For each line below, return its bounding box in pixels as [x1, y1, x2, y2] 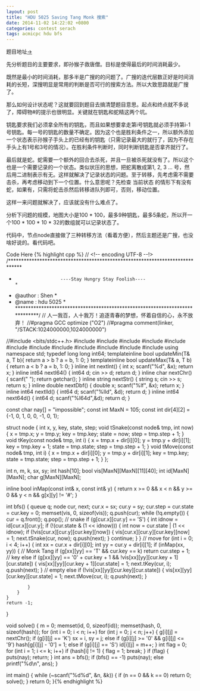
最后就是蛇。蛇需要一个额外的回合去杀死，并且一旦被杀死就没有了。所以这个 [6, 156, 194, 164]
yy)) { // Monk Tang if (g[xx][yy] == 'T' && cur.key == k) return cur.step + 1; [6, 547, 190, 555]
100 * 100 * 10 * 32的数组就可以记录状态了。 [11, 219, 123, 226]
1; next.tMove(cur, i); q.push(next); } [59, 573, 148, 580]
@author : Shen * [14, 292, 58, 299]
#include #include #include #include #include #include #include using [6, 344, 179, 351]
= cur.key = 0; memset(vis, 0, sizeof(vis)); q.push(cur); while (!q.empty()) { [6, 510, 189, 517]
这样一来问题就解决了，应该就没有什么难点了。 [6, 199, 121, 206]
